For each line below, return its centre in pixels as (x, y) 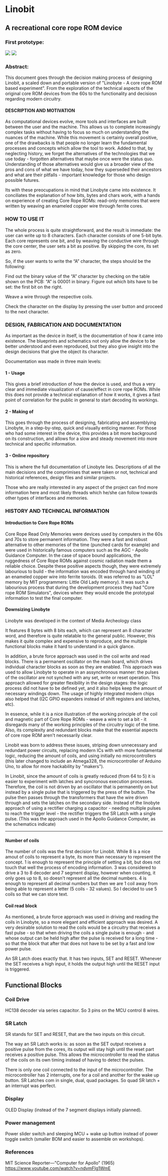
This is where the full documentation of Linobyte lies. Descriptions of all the (83, 467)
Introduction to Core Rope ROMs (39, 523)
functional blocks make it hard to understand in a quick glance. (70, 646)
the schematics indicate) (30, 824)
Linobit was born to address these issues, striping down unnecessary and (81, 745)
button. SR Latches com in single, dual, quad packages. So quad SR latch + (82, 1081)
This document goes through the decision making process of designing (79, 78)
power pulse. (19, 949)
